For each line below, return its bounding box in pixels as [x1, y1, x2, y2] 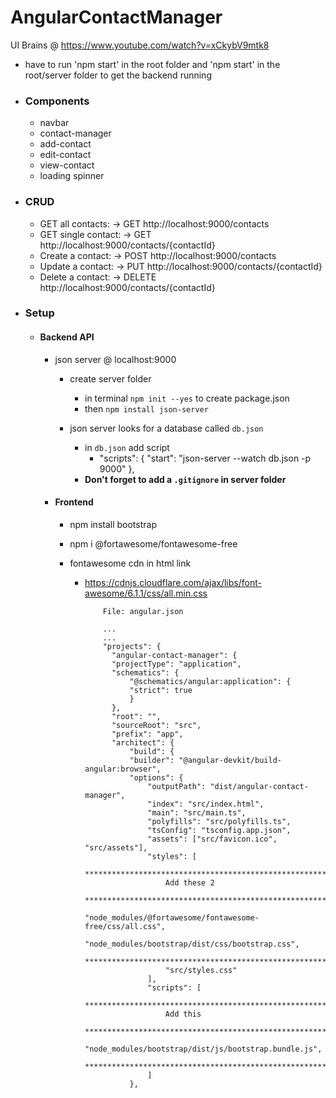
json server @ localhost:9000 [54, 353, 177, 365]
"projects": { [102, 641, 162, 651]
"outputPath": [147, 781, 207, 791]
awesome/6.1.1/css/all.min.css [84, 587, 208, 599]
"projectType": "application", [111, 659, 242, 669]
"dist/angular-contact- [209, 781, 309, 791]
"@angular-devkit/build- [178, 755, 282, 765]
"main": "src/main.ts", [147, 807, 247, 818]
